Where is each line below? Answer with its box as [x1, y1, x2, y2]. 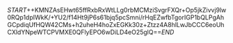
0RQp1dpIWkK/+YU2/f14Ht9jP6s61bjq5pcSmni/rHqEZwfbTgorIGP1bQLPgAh [7, 13, 225, 21]
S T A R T [7, 6, 27, 14]
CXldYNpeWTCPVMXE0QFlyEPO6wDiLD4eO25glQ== [7, 28, 162, 36]
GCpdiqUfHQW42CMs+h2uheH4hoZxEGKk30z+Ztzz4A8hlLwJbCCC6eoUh [7, 21, 225, 28]
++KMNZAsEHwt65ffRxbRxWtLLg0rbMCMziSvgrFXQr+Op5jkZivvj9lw [26, 6, 227, 14]
